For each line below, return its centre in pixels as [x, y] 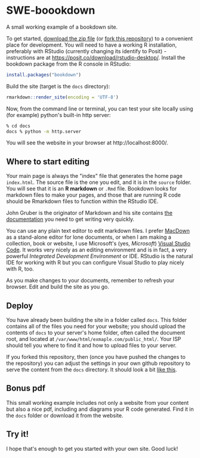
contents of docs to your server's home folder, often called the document [96, 333]
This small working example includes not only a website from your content [98, 402]
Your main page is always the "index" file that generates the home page [95, 176]
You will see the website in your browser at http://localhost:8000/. [87, 143]
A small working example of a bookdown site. [62, 27]
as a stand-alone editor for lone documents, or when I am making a [89, 237]
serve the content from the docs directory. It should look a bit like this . [92, 370]
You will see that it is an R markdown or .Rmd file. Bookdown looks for [92, 189]
